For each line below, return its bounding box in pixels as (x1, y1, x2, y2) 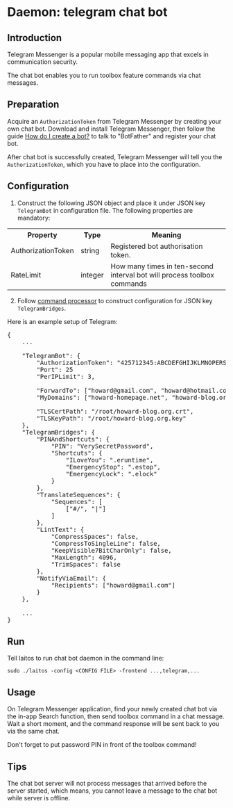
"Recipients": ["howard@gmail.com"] (51, 581, 175, 589)
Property (27, 230, 58, 240)
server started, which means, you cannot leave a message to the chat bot (7, 786, 218, 795)
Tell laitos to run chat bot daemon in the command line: (7, 654, 164, 663)
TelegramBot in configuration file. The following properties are (17, 206, 193, 214)
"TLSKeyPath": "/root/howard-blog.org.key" (36, 414, 187, 422)
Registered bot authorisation (110, 241, 203, 251)
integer (80, 270, 104, 280)
